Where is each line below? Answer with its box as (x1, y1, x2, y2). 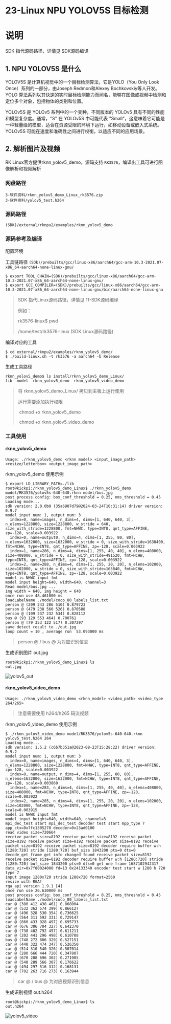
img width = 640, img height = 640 (5, 589, 81, 594)
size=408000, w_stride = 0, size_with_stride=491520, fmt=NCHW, (5, 553, 145, 558)
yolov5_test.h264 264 (5, 735, 52, 741)
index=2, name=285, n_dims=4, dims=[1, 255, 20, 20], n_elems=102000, (10, 798, 163, 803)
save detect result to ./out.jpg (5, 624, 77, 629)
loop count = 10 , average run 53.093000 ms (5, 629, 104, 634)
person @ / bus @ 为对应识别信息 (17, 638, 88, 645)
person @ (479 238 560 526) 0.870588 (5, 606, 86, 612)
